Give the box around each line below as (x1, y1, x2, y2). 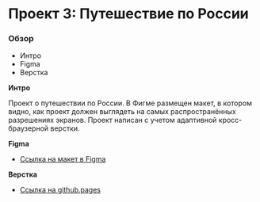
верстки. (50, 124, 81, 133)
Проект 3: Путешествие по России (8, 5, 250, 23)
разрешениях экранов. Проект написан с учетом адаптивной (8, 116, 217, 125)
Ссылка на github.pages (19, 185, 101, 195)
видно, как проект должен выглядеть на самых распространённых (8, 107, 236, 116)
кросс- (218, 116, 243, 125)
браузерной (8, 124, 49, 133)
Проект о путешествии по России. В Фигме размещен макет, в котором (8, 98, 252, 108)
